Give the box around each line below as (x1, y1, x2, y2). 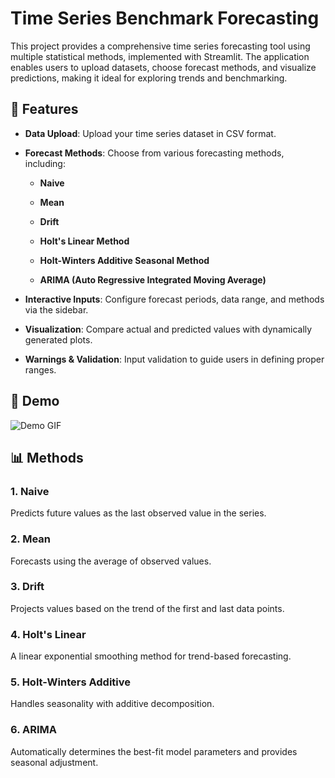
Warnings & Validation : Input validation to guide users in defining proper (24, 353, 325, 365)
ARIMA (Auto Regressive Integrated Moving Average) (39, 273, 267, 286)
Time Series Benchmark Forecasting (10, 7, 320, 30)
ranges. (24, 363, 57, 376)
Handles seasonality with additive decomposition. (10, 698, 215, 710)
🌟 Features (10, 101, 79, 118)
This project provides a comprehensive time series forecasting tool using (10, 40, 311, 52)
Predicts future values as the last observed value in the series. (10, 507, 267, 519)
